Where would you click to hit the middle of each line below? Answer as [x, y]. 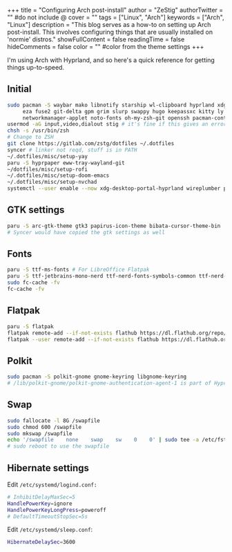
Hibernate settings [48, 468]
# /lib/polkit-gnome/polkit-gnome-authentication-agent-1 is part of [109, 383]
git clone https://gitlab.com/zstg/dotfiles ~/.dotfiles [91, 144]
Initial [19, 89]
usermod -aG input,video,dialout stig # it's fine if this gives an [108, 124]
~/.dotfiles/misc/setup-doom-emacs [58, 175]
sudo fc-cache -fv [33, 283]
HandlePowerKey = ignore [40, 504]
